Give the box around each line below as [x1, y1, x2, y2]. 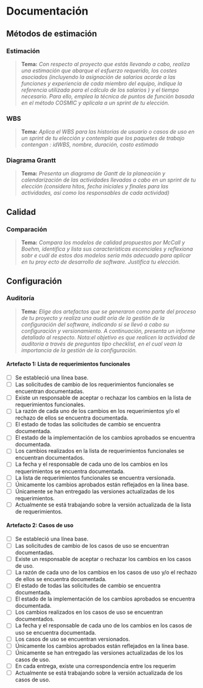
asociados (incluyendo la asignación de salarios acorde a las [21, 73, 176, 80]
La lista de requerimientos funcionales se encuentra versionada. [15, 474, 176, 481]
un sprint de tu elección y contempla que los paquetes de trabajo [21, 135, 185, 142]
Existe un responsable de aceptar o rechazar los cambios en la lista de [15, 394, 192, 401]
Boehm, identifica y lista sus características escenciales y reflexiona [21, 245, 193, 253]
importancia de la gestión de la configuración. [21, 346, 138, 353]
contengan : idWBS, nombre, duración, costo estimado [21, 141, 159, 148]
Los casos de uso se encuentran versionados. [15, 635, 130, 642]
